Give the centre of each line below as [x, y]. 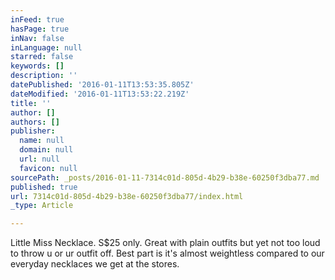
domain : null [46, 150]
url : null [39, 159]
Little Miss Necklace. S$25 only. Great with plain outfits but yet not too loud [165, 243]
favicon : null [48, 168]
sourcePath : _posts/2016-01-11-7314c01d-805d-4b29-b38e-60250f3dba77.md [165, 177]
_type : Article [42, 206]
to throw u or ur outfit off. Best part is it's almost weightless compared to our [167, 253]
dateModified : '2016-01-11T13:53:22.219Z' [100, 94]
